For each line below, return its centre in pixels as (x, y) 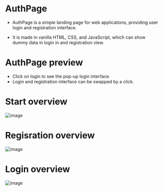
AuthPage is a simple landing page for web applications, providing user (85, 22)
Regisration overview (50, 135)
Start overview (36, 102)
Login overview (38, 169)
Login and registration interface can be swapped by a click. (73, 81)
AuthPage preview (44, 63)
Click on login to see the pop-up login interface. (61, 76)
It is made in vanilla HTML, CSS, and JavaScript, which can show (79, 37)
